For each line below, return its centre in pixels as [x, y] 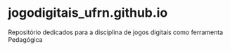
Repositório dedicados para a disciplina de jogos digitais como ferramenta [116, 32]
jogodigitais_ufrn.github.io [88, 13]
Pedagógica [25, 39]
